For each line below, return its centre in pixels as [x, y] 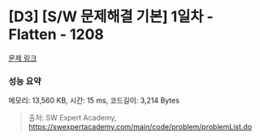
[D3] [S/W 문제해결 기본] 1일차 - [111, 17]
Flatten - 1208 [56, 35]
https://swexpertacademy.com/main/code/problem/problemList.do [140, 127]
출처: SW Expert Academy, [72, 118]
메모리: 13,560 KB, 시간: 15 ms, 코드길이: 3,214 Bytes [94, 101]
